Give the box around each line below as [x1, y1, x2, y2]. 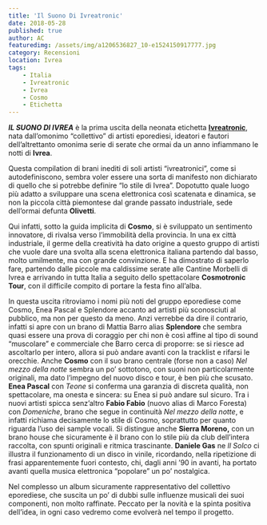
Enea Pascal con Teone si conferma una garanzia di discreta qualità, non [8, 381, 249, 392]
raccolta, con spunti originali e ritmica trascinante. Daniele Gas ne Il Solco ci [8, 441, 260, 451]
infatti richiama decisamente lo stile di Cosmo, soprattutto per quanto [8, 416, 237, 425]
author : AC [8, 34, 45, 42]
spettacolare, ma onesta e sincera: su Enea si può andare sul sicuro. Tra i [8, 390, 249, 400]
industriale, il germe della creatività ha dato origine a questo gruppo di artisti [8, 239, 260, 249]
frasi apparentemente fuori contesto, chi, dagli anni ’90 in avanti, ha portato [8, 458, 257, 467]
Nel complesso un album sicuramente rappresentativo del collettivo [8, 482, 230, 491]
